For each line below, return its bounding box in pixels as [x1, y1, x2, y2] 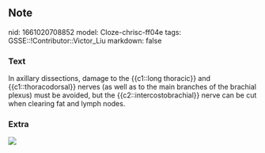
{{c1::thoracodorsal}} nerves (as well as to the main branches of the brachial [8, 82, 257, 92]
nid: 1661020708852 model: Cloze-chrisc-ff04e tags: [8, 27, 182, 36]
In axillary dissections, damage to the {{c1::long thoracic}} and [8, 74, 211, 83]
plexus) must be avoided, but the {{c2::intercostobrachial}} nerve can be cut [8, 90, 257, 100]
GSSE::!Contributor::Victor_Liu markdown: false [8, 36, 162, 45]
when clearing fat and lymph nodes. [8, 99, 126, 109]
